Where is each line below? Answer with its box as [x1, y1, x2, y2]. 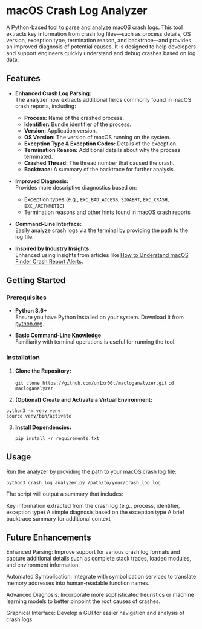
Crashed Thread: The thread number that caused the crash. [24, 159, 175, 167]
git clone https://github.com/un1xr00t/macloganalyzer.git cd [15, 380, 174, 386]
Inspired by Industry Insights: [15, 245, 91, 252]
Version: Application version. [24, 127, 97, 134]
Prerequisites [6, 293, 47, 302]
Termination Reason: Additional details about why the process [24, 146, 181, 153]
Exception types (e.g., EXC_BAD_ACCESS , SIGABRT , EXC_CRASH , [24, 195, 169, 203]
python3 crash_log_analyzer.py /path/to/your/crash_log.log [6, 479, 161, 485]
